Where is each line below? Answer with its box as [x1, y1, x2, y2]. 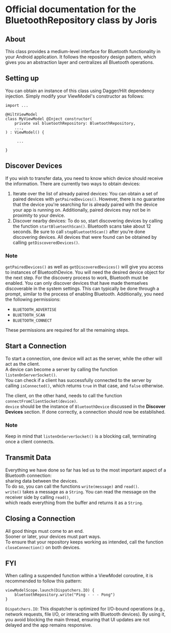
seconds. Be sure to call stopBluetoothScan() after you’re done [12, 229, 145, 235]
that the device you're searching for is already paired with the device [12, 201, 158, 208]
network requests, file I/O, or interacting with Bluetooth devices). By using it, [5, 611, 166, 617]
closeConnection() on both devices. [5, 544, 81, 550]
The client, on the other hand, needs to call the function [5, 392, 123, 398]
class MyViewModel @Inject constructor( [5, 116, 93, 121]
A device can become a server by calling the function [5, 366, 118, 372]
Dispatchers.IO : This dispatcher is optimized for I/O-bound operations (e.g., [5, 606, 165, 612]
